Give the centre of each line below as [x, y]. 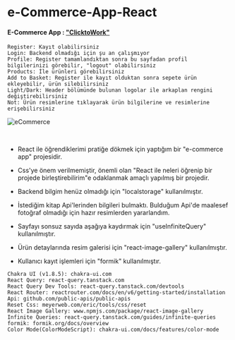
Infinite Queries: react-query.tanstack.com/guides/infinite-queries [112, 317]
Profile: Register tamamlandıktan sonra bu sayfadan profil [98, 60]
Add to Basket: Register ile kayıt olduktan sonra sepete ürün [102, 78]
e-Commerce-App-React [82, 12]
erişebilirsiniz [31, 109]
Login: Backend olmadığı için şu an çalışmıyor [79, 54]
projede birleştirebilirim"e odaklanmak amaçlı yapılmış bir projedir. [113, 178]
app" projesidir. [40, 157]
